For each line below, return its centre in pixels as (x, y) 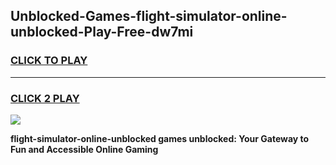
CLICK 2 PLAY (45, 98)
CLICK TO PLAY (49, 61)
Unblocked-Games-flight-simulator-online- (149, 16)
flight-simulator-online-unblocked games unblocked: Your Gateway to (160, 138)
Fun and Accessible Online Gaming (84, 149)
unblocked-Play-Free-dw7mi (102, 32)
